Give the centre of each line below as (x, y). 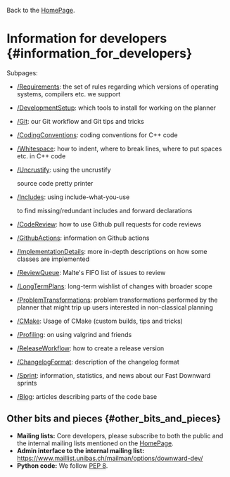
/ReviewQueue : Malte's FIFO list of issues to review (91, 272)
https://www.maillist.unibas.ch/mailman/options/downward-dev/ (110, 458)
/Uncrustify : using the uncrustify (64, 170)
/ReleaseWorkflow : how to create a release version (90, 348)
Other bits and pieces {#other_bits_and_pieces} (114, 419)
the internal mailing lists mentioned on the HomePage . (95, 443)
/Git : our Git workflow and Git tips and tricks (81, 121)
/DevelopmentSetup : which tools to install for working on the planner (116, 108)
